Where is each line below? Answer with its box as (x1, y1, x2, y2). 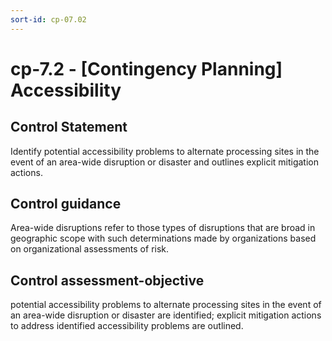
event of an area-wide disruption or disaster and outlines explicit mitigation (10, 156, 320, 168)
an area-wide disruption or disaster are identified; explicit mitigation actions (10, 309, 322, 321)
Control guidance (10, 196, 122, 213)
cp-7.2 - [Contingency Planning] (10, 57, 283, 80)
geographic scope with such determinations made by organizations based (10, 232, 317, 245)
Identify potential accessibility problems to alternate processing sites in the (10, 145, 320, 157)
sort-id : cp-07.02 (10, 14, 87, 25)
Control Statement (10, 119, 128, 136)
